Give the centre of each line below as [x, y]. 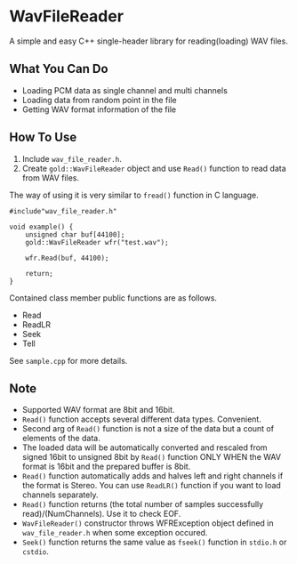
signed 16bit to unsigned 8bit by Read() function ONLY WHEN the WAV [152, 457]
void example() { [41, 227]
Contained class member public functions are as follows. [113, 298]
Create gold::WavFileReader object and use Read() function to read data [154, 168]
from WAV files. [51, 177]
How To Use [43, 137]
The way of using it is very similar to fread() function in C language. [134, 195]
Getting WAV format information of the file [99, 109]
